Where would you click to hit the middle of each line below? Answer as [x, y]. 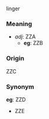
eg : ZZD [16, 99]
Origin [15, 59]
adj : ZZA [25, 37]
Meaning [19, 24]
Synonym [20, 86]
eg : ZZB [33, 43]
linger [13, 9]
